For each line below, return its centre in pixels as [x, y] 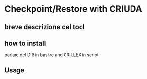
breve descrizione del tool [45, 27]
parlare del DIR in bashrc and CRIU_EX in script [52, 55]
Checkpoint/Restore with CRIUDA [73, 9]
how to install [25, 43]
